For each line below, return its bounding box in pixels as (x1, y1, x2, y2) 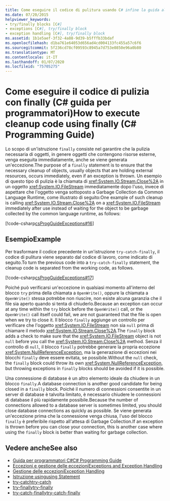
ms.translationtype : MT (5, 50, 56, 55)
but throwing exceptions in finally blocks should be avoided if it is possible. (5, 365, 165, 371)
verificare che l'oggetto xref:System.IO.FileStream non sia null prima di (5, 322, 154, 328)
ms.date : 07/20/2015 (5, 12, 49, 17)
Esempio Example (5, 235, 61, 244)
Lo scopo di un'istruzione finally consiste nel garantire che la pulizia (5, 146, 150, 152)
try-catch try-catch (12, 479, 52, 485)
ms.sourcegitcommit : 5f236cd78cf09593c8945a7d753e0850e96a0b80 (5, 45, 142, 50)
